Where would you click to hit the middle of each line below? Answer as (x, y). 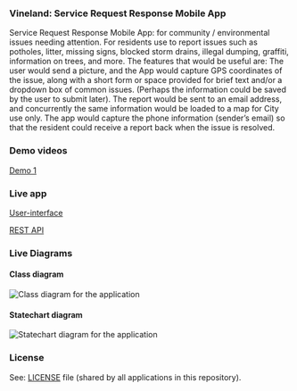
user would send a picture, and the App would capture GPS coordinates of (146, 71)
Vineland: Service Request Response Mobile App (118, 13)
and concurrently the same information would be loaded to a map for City (144, 109)
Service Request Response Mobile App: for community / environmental (140, 33)
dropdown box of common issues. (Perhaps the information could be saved (148, 90)
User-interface (36, 212)
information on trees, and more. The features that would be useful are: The (146, 62)
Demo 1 (23, 170)
